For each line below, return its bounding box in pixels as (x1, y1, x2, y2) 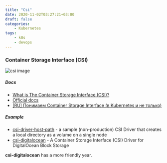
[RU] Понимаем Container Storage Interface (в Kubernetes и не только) (12, 102, 162, 108)
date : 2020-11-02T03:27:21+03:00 (5, 12, 75, 17)
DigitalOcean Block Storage (12, 142, 69, 148)
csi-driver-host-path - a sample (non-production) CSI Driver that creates (12, 126, 162, 132)
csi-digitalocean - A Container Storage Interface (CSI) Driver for (12, 137, 144, 143)
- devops (14, 40, 32, 45)
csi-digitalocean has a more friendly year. (5, 152, 92, 158)
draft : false (5, 16, 32, 21)
